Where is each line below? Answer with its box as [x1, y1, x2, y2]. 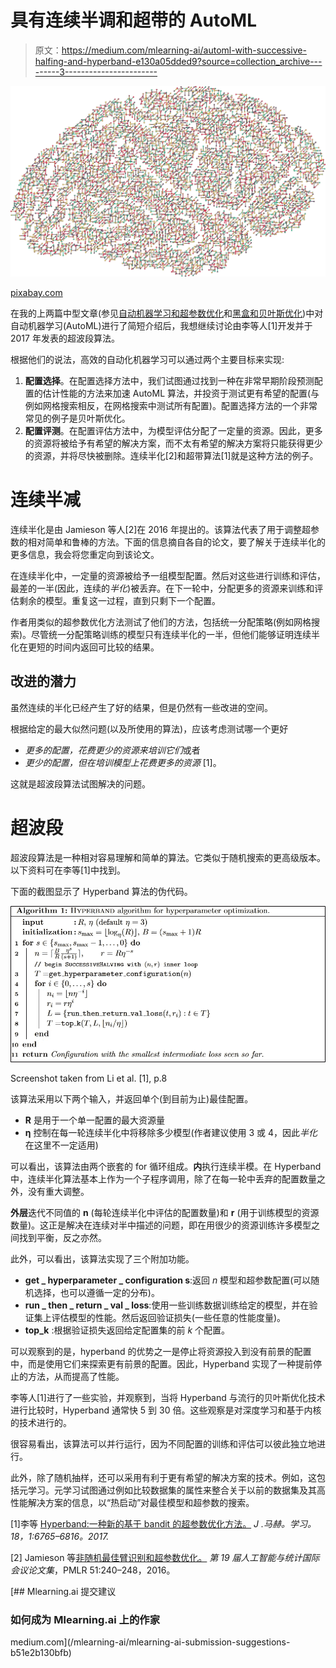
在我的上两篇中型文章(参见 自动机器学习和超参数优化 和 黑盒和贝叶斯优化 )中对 [10, 307, 324, 320]
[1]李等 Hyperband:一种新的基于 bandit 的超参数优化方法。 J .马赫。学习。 [10, 1518, 317, 1530]
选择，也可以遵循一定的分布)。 [33, 1287, 160, 1299]
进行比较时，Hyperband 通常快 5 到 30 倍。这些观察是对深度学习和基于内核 [10, 1404, 322, 1416]
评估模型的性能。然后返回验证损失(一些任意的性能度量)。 [51, 1312, 287, 1324]
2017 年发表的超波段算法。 [10, 332, 120, 345]
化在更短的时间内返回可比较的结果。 [10, 641, 160, 653]
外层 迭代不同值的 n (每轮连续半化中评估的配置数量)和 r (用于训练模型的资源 [10, 1207, 320, 1219]
